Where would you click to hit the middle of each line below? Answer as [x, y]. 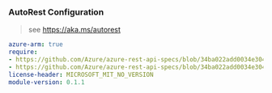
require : [23, 52]
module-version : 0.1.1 [47, 82]
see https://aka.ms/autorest [74, 30]
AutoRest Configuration [56, 12]
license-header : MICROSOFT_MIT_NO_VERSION [81, 74]
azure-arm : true [36, 44]
